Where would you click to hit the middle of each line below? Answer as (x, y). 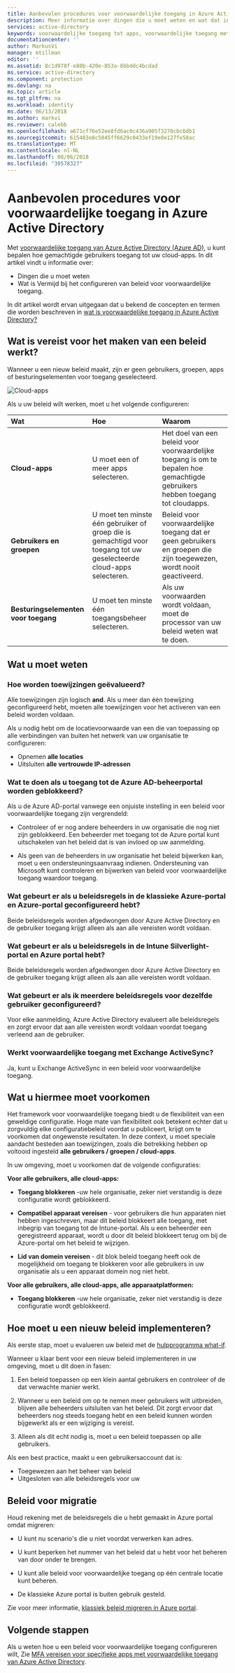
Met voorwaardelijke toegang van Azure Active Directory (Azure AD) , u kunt (116, 247)
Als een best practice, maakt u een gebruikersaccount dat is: (95, 1458)
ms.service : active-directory (51, 72)
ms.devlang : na (29, 86)
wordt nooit (181, 567)
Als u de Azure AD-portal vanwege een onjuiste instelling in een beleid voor (116, 806)
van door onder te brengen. (57, 1559)
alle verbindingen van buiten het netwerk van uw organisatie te (98, 736)
